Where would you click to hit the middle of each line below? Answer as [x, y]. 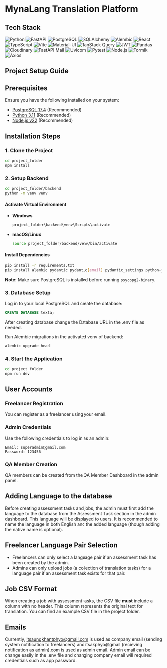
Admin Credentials [28, 427]
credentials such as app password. [41, 661]
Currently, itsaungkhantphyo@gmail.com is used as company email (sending [84, 639]
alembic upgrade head [28, 346]
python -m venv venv [27, 193]
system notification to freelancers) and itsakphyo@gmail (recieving [74, 645]
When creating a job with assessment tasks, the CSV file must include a [79, 601]
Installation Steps [33, 136]
